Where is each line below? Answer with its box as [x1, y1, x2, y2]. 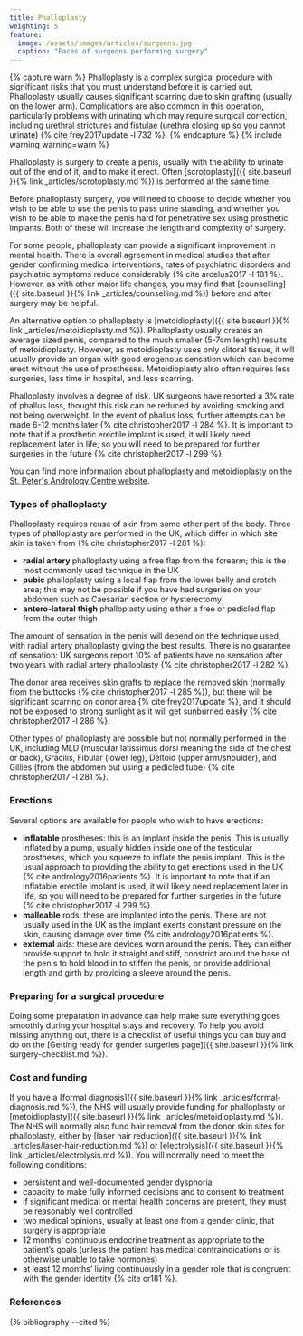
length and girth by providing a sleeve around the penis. [22, 966, 232, 978]
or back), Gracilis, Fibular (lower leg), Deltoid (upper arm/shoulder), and [9, 753, 278, 764]
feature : [9, 30, 43, 39]
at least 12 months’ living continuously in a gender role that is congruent [22, 1264, 291, 1274]
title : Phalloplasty [9, 13, 88, 23]
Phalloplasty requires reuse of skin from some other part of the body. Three [9, 518, 291, 530]
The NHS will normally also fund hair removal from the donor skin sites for [9, 1120, 285, 1132]
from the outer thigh [22, 613, 98, 624]
